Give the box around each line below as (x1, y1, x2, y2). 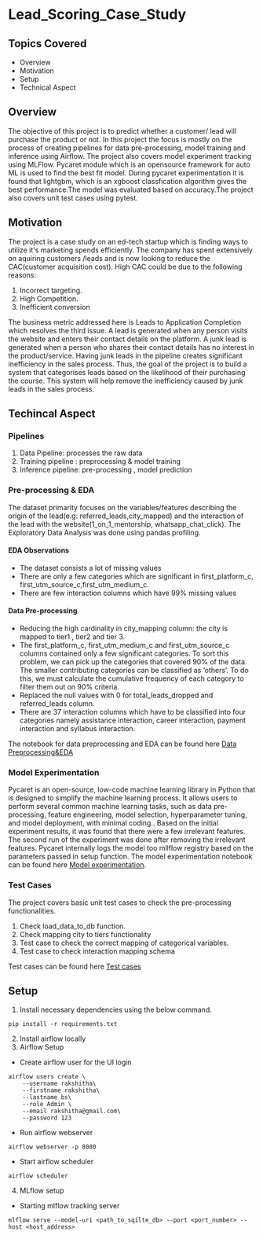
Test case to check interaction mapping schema (19, 946, 175, 956)
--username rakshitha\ (22, 1079, 97, 1088)
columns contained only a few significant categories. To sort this (19, 649, 229, 658)
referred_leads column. (19, 699, 96, 708)
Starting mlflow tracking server (19, 1201, 120, 1211)
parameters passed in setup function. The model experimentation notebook (8, 851, 253, 862)
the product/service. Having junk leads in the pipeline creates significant (8, 351, 243, 360)
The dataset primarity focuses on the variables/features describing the (8, 502, 237, 512)
